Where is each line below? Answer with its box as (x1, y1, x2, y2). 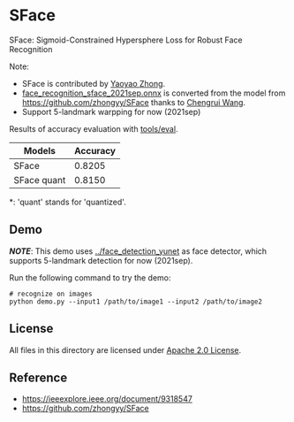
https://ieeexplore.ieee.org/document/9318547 (21, 394, 192, 404)
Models (23, 144, 56, 157)
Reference (9, 370, 68, 385)
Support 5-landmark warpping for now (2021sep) (21, 106, 201, 117)
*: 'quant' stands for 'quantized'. (9, 196, 126, 207)
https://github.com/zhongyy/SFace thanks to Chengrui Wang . (21, 96, 245, 107)
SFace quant (13, 173, 66, 186)
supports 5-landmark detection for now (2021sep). (9, 255, 193, 265)
